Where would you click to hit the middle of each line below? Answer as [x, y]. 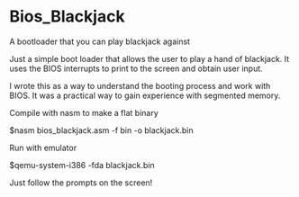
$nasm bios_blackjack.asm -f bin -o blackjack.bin [101, 130]
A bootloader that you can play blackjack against [100, 41]
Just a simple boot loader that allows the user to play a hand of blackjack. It [149, 58]
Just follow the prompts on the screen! [81, 183]
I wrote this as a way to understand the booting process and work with [140, 85]
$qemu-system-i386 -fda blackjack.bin [82, 165]
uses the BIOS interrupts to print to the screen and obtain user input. [136, 68]
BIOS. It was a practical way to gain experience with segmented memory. [145, 95]
